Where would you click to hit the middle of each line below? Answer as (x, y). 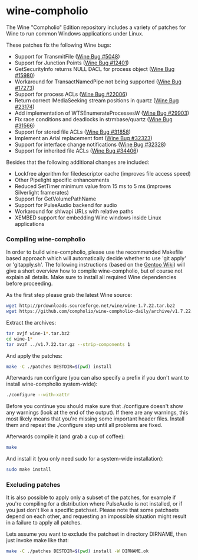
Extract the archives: (31, 322)
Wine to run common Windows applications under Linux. (75, 33)
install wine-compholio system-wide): (52, 384)
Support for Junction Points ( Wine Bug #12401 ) (72, 63)
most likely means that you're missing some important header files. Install (95, 419)
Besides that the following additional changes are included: (78, 162)
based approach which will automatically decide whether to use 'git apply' (96, 258)
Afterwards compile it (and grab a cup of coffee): (65, 436)
